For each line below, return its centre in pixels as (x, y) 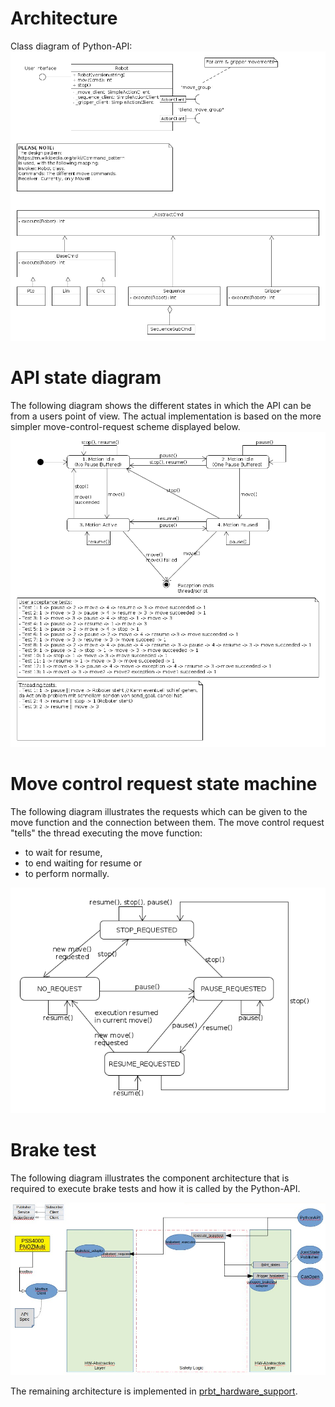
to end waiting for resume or (83, 863)
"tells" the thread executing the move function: (106, 833)
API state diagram (86, 378)
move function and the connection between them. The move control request (167, 823)
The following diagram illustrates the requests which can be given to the (159, 812)
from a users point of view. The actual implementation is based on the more (166, 416)
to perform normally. (67, 874)
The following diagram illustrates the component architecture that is (150, 1178)
